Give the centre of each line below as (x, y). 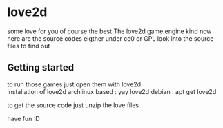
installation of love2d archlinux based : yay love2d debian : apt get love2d (112, 91)
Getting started (41, 67)
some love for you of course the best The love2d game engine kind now (109, 31)
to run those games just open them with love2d (74, 84)
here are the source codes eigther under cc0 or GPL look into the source (110, 38)
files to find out (29, 46)
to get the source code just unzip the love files (73, 105)
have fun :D (23, 118)
